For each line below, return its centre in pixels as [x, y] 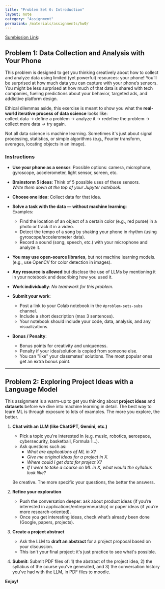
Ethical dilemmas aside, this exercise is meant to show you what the [74, 108]
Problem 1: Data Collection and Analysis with [75, 53]
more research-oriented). [45, 512]
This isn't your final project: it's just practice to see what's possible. [88, 552]
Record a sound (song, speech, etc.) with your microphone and [83, 243]
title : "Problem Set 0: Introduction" [45, 10]
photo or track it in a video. [47, 227]
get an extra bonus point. [45, 362]
